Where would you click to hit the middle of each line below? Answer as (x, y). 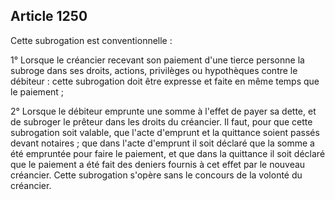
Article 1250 (49, 16)
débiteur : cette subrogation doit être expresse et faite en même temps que (165, 81)
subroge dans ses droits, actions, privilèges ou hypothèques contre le (154, 70)
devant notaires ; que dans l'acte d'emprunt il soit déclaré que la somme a (162, 143)
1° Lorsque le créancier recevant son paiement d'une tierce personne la (157, 60)
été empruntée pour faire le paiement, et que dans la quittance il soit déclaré (168, 153)
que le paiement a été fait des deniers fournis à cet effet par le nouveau (158, 164)
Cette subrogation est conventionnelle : (91, 40)
